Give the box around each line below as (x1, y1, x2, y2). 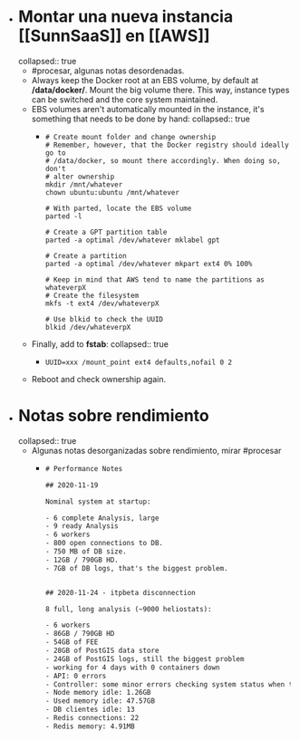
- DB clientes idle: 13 (44, 705, 135, 715)
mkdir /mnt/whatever (44, 179, 123, 189)
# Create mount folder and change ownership (44, 132, 217, 141)
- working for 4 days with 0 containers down (44, 663, 220, 672)
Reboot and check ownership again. (31, 373, 167, 384)
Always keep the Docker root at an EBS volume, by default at (31, 74, 259, 85)
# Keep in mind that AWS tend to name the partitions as (44, 274, 265, 284)
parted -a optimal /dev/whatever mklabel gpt (44, 235, 220, 245)
